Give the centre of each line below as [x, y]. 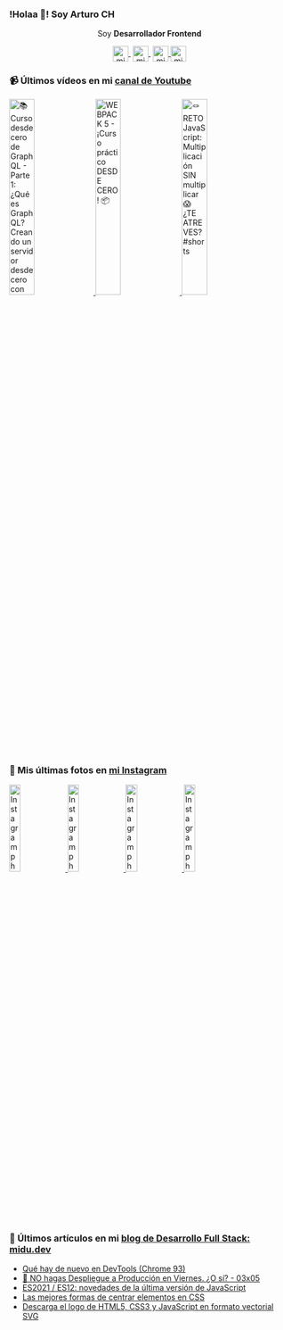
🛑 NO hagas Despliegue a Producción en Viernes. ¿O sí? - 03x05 [141, 1278]
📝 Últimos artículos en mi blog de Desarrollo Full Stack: [130, 1238]
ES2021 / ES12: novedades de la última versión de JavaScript [134, 1288]
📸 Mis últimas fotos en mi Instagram [88, 769]
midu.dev [30, 1249]
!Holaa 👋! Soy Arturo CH [62, 14]
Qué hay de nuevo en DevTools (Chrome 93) [104, 1269]
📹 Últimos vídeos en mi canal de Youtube [101, 81]
